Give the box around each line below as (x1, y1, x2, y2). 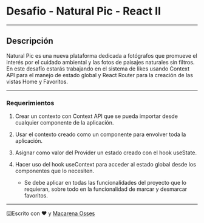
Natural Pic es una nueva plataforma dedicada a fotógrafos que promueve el (6, 52, 197, 59)
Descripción (6, 36, 53, 46)
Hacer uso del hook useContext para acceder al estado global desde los (15, 161, 196, 168)
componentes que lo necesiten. (15, 167, 95, 174)
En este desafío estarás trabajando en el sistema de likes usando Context (6, 65, 190, 72)
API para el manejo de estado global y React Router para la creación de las (6, 71, 193, 78)
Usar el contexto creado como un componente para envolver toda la (15, 131, 186, 138)
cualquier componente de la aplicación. (15, 119, 114, 126)
